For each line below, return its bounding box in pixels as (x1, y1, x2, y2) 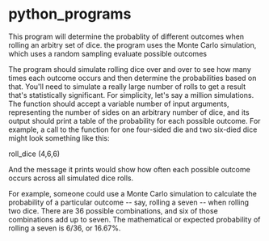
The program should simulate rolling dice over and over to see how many (8, 64, 252, 74)
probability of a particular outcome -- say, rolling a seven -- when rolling (8, 197, 249, 207)
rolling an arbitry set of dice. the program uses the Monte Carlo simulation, (8, 40, 257, 49)
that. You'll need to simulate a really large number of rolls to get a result (8, 82, 246, 91)
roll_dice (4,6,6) (8, 149, 61, 159)
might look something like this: (8, 133, 111, 142)
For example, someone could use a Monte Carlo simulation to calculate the (8, 188, 257, 198)
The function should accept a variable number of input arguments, (8, 99, 229, 108)
